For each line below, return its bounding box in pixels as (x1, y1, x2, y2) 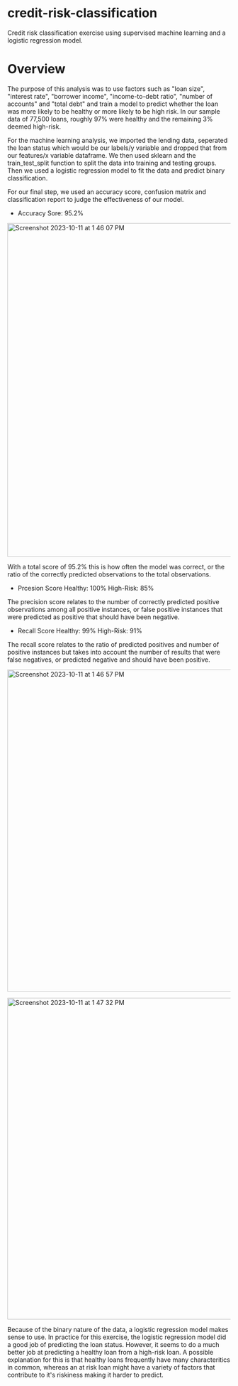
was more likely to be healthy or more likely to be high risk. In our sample (7, 107, 221, 115)
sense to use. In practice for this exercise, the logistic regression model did (7, 1333, 227, 1341)
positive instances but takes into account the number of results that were (7, 648, 221, 656)
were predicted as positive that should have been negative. (7, 613, 180, 621)
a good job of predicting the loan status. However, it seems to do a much (7, 1340, 220, 1348)
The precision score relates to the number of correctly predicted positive (7, 597, 220, 606)
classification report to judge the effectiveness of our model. (7, 195, 184, 203)
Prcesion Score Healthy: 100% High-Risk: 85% (17, 584, 154, 592)
